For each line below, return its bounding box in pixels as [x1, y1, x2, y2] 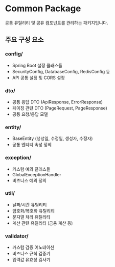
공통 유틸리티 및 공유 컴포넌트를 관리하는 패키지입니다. [5, 20, 109, 26]
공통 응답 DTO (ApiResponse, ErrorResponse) [12, 99, 103, 105]
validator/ [5, 233, 29, 240]
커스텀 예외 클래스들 [12, 166, 50, 172]
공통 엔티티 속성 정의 [12, 142, 52, 148]
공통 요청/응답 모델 [12, 111, 48, 117]
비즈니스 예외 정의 [12, 177, 46, 183]
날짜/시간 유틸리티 [12, 202, 47, 208]
